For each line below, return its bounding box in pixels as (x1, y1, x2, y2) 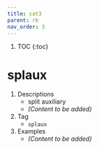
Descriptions (17, 90, 54, 99)
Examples (17, 127, 46, 136)
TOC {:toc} (17, 43, 49, 51)
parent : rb (7, 17, 39, 24)
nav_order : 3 (7, 23, 45, 30)
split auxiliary (27, 97, 66, 106)
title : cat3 (7, 10, 42, 17)
